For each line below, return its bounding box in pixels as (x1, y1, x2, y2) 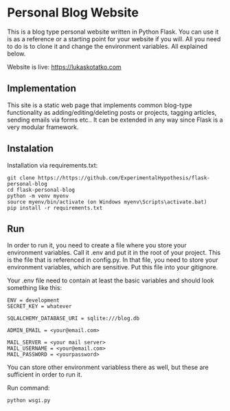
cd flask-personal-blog (7, 186, 76, 193)
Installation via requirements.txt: (7, 161, 98, 169)
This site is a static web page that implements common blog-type (7, 101, 192, 109)
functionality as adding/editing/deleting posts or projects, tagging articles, (7, 108, 217, 116)
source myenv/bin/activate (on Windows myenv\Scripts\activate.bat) (7, 198, 207, 205)
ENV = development (7, 297, 60, 304)
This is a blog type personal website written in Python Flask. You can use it (7, 27, 219, 36)
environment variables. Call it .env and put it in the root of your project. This (7, 249, 221, 257)
